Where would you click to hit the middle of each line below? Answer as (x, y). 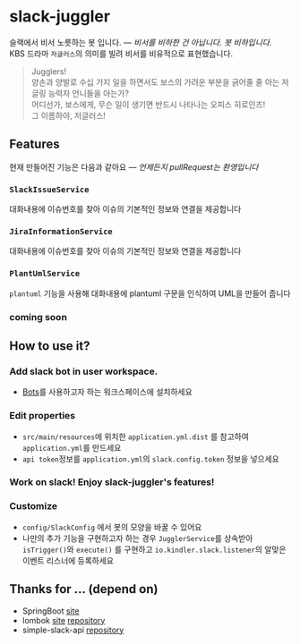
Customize (34, 506)
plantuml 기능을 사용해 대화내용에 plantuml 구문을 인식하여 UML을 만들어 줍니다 (150, 293)
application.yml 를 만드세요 (72, 447)
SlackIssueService (49, 189)
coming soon (38, 317)
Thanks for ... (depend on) (84, 589)
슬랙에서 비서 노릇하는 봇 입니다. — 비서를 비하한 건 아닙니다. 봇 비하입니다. (141, 42)
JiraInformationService (61, 231)
